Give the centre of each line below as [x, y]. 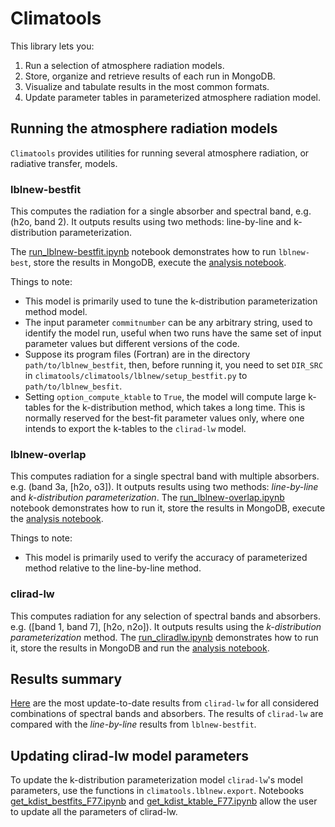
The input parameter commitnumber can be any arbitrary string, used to [168, 323]
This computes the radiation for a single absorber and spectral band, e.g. [161, 211]
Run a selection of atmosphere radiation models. [124, 65]
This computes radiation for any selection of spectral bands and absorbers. [165, 616]
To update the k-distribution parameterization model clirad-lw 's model [156, 780]
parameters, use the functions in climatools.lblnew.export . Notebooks [157, 791]
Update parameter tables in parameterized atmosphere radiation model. [172, 97]
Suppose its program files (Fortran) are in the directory [137, 354]
